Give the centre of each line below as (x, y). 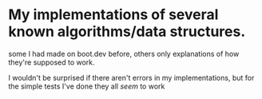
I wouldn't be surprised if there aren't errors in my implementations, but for (131, 77)
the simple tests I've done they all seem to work (87, 86)
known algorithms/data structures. (127, 32)
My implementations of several (113, 15)
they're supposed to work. (52, 62)
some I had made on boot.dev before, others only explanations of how (124, 53)
